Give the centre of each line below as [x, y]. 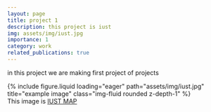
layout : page [26, 14]
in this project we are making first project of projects [83, 72]
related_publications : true [49, 53]
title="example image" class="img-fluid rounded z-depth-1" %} [99, 93]
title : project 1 [33, 20]
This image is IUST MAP [42, 101]
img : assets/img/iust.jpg [45, 33]
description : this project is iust [59, 27]
